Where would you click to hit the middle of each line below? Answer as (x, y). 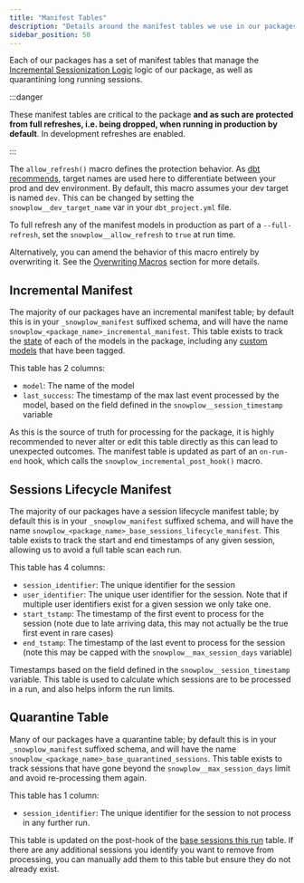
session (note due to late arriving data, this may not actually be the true (155, 623)
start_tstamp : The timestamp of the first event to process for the (143, 614)
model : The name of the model (78, 386)
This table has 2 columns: (57, 369)
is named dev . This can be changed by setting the (102, 198)
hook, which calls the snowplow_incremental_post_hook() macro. (143, 461)
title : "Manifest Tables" (58, 18)
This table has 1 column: (54, 795)
